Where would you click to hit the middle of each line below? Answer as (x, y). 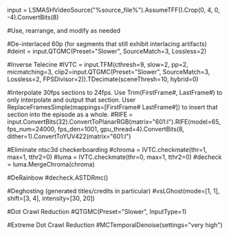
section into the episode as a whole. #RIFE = (70, 114)
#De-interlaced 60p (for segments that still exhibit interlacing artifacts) (107, 44)
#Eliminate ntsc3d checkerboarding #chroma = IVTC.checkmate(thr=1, (107, 150)
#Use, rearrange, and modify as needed (64, 31)
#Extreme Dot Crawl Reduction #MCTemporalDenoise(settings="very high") (115, 225)
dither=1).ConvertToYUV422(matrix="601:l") (69, 136)
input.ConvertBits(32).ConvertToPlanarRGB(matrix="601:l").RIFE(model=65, (114, 122)
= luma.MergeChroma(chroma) (51, 164)
